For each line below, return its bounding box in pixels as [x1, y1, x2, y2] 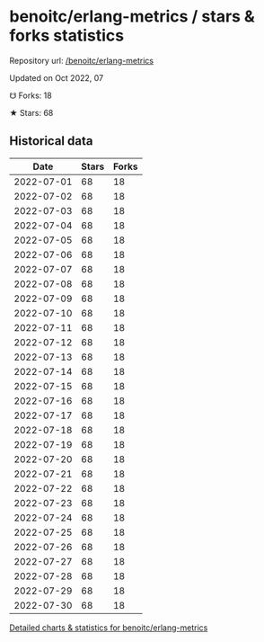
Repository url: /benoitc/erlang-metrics [9, 55, 154, 66]
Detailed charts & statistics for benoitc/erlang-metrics [9, 622, 208, 633]
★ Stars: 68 [9, 107, 54, 118]
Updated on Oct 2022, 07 [9, 72, 104, 83]
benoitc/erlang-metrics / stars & [9, 6, 256, 27]
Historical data [9, 133, 93, 149]
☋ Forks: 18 [9, 90, 52, 101]
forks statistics [9, 25, 124, 46]
